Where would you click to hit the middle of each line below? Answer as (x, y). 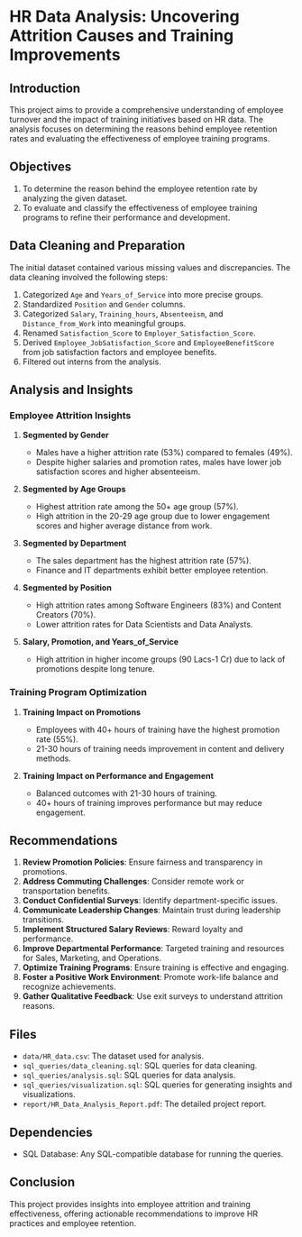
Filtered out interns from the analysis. (92, 362)
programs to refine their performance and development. (126, 217)
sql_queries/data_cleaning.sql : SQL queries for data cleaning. (140, 1066)
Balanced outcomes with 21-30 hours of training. (127, 793)
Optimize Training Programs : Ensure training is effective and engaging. (156, 967)
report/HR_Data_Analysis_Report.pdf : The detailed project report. (144, 1104)
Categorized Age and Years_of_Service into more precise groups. (143, 294)
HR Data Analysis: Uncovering (125, 17)
